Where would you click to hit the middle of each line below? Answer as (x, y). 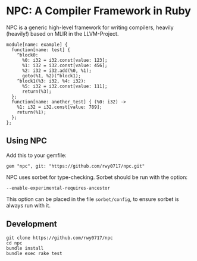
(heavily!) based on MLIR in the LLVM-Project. (62, 33)
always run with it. (28, 205)
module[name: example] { (37, 45)
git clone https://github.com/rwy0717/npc (60, 238)
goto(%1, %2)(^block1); (51, 76)
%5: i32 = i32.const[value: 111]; (65, 86)
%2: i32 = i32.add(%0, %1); (57, 70)
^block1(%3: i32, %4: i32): (51, 81)
